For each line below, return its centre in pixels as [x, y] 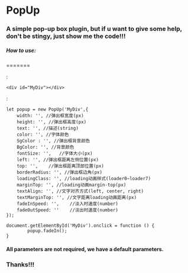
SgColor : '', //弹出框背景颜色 [54, 141]
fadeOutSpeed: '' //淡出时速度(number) [67, 210]
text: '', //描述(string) [48, 129]
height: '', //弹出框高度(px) [52, 122]
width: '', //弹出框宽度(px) [50, 116]
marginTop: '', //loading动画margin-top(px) [72, 185]
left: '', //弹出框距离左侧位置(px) [58, 160]
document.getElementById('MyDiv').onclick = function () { [80, 226]
